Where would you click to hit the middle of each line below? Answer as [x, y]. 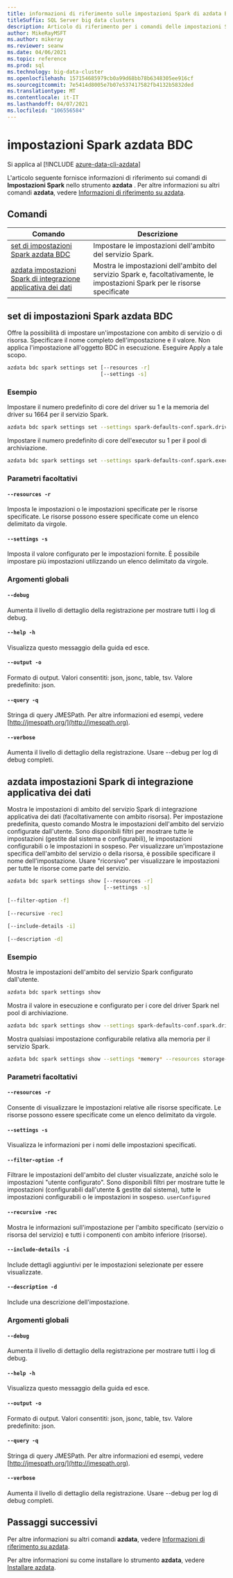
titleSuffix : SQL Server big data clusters [71, 20]
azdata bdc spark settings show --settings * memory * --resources [103, 1059]
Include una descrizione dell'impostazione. [68, 1302]
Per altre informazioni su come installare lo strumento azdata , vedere [106, 1560]
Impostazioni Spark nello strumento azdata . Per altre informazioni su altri [113, 185]
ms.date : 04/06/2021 [37, 53]
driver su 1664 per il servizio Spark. [58, 415]
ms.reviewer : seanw [35, 46]
